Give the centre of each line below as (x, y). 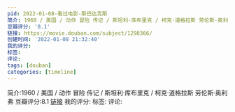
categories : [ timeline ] (42, 72)
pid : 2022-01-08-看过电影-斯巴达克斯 (57, 14)
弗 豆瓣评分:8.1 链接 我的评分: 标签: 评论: (65, 101)
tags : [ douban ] (29, 65)
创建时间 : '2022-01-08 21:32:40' (54, 40)
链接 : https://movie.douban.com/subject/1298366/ (80, 33)
